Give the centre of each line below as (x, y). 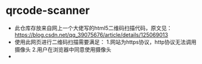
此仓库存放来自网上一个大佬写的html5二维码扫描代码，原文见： (93, 28)
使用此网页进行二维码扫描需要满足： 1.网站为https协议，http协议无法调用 (105, 42)
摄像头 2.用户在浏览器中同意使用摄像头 (63, 50)
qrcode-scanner (48, 11)
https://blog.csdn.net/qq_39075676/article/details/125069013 (91, 34)
